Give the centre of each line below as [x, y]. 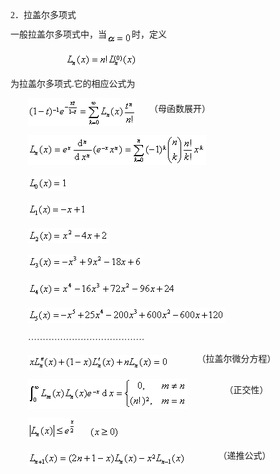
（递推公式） [245, 455]
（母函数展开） [180, 109]
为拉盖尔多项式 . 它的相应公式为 [73, 84]
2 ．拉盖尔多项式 [43, 15]
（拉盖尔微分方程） [236, 359]
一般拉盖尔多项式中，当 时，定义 [88, 35]
